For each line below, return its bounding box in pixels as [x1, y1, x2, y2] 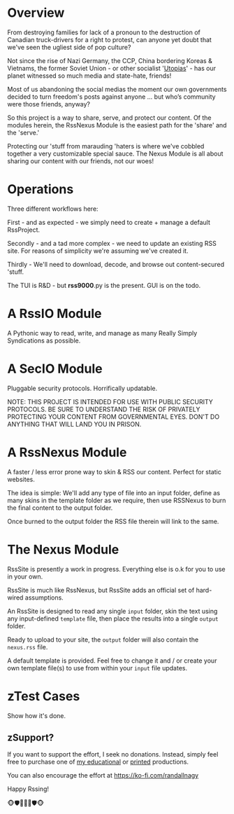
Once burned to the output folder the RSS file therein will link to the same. [7, 517, 219, 525]
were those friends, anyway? [7, 99, 91, 108]
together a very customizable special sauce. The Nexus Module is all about [7, 149, 224, 158]
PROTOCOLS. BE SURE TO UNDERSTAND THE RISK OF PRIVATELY [7, 405, 200, 413]
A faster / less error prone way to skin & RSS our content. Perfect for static [7, 467, 221, 476]
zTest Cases [7, 688, 80, 704]
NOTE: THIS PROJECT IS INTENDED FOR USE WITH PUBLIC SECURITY [7, 397, 213, 406]
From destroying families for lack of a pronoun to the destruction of [7, 28, 201, 36]
